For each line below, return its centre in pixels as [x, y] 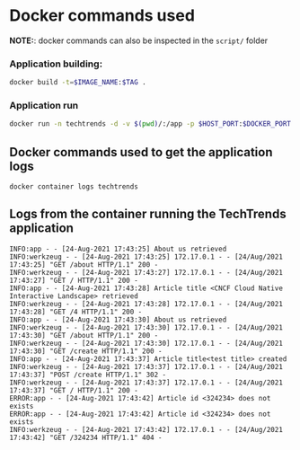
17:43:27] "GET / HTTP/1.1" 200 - [74, 280]
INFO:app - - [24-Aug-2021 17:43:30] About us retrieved [118, 320]
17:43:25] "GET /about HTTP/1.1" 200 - [84, 265]
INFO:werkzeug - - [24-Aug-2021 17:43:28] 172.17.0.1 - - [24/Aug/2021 [146, 304]
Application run [44, 106]
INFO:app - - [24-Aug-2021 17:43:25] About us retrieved [118, 249]
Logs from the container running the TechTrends [148, 214]
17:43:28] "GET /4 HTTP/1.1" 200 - [76, 312]
